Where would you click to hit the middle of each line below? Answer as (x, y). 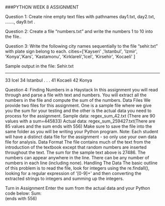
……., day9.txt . (20, 22)
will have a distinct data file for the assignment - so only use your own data (81, 137)
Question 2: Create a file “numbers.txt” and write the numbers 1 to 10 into (79, 31)
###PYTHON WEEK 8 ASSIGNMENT (42, 7)
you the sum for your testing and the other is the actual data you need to (78, 111)
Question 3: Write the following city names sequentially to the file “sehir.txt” (82, 46)
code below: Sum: (23, 193)
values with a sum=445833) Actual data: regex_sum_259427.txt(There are (80, 121)
